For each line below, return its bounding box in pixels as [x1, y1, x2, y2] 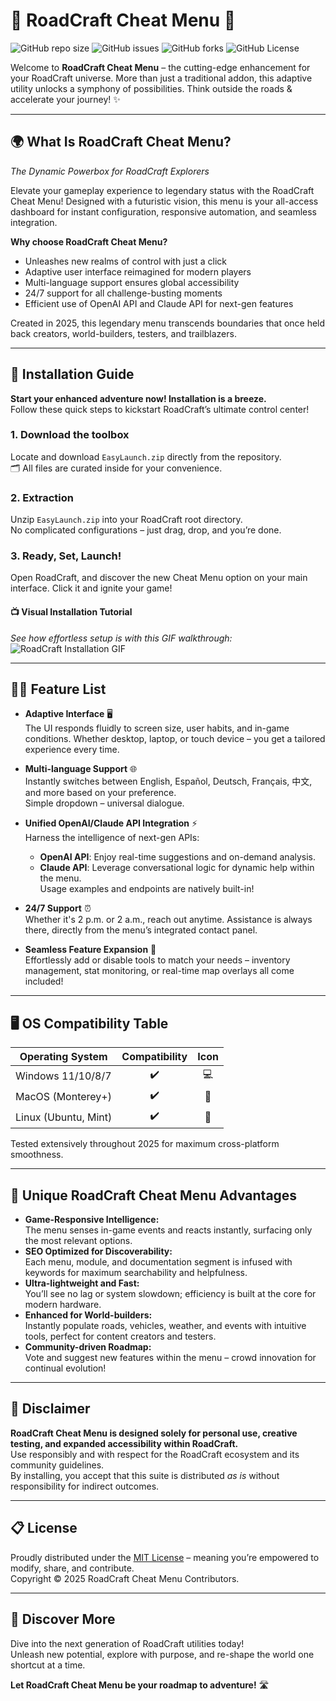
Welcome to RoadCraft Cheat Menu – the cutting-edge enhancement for [10, 61, 311, 73]
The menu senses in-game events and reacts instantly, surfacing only [24, 1224, 313, 1236]
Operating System [19, 1050, 108, 1064]
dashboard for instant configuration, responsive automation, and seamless [10, 205, 317, 218]
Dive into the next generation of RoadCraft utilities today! [10, 1637, 245, 1649]
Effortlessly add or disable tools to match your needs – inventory [24, 954, 291, 966]
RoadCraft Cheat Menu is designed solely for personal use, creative [10, 1427, 298, 1439]
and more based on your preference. [24, 787, 177, 799]
